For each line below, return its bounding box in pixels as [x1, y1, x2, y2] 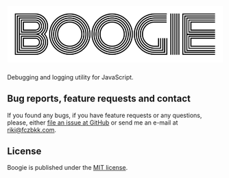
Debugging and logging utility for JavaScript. [7, 73, 134, 81]
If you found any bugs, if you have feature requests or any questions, [7, 111, 202, 119]
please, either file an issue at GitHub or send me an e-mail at [7, 118, 178, 127]
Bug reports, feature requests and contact [7, 93, 191, 105]
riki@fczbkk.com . [7, 125, 57, 133]
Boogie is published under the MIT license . [7, 164, 128, 172]
